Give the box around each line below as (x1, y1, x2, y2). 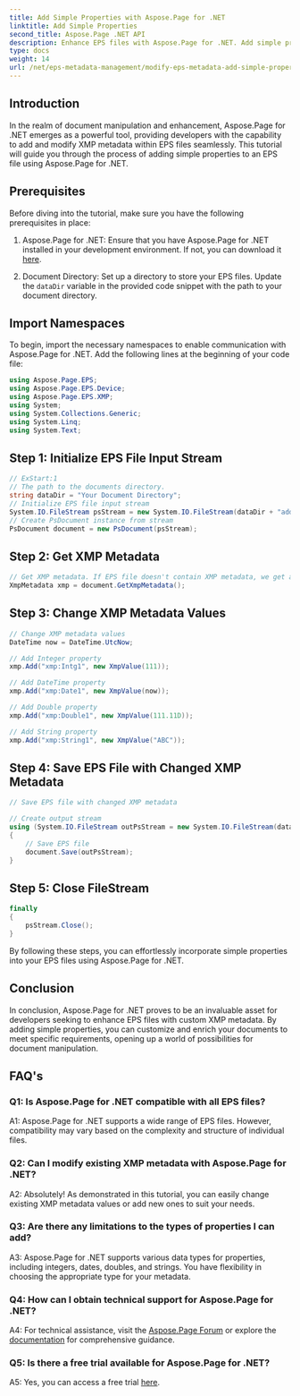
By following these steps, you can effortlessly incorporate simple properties (9, 945, 288, 956)
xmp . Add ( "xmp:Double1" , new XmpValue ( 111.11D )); (9, 711, 194, 720)
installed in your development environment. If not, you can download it (21, 243, 282, 255)
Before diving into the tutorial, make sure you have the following (9, 208, 244, 218)
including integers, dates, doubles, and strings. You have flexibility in (9, 1261, 262, 1272)
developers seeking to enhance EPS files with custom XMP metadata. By (9, 1014, 277, 1025)
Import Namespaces (9, 315, 125, 331)
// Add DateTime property (9, 678, 105, 687)
